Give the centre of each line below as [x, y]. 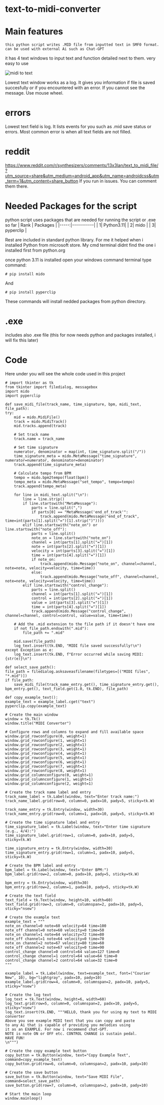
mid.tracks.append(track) [41, 426]
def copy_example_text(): [31, 697]
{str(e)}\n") [18, 659]
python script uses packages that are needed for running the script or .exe [81, 220]
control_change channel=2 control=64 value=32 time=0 [61, 960]
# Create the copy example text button [46, 1051]
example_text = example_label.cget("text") [50, 702]
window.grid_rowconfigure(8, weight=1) [46, 770]
